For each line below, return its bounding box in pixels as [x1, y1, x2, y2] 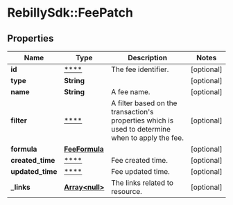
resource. [110, 187, 142, 196]
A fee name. [110, 87, 150, 96]
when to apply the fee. [110, 133, 184, 143]
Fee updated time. [110, 167, 170, 176]
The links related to [110, 178, 174, 188]
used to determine [110, 125, 171, 134]
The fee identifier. [110, 64, 169, 74]
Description [128, 53, 168, 62]
